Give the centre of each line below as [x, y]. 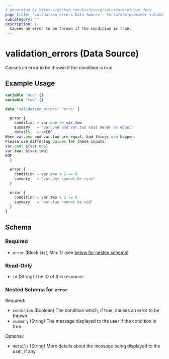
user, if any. [24, 351]
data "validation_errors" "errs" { [43, 109]
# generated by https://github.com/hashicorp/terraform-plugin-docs [78, 10]
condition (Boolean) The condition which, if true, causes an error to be [86, 311]
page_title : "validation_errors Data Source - [55, 15]
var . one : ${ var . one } [27, 146]
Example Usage [30, 84]
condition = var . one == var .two [48, 123]
